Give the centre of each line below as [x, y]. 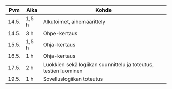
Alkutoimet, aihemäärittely [74, 22]
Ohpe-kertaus [60, 33]
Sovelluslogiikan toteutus [73, 79]
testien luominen [63, 71]
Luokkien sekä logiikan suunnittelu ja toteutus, [98, 64]
